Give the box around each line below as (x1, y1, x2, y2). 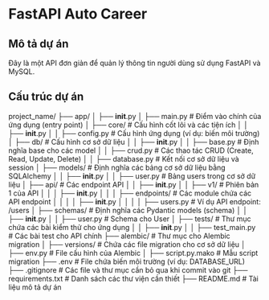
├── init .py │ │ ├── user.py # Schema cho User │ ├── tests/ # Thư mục (8, 214, 251, 224)
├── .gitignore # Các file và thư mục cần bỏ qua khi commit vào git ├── (8, 265, 248, 274)
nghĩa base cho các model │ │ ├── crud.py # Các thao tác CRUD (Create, (8, 146, 255, 155)
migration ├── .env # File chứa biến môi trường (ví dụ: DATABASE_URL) (8, 257, 246, 266)
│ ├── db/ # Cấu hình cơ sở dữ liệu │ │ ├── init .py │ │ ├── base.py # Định (8, 137, 259, 146)
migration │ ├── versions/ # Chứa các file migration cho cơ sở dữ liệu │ (8, 239, 247, 249)
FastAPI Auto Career (8, 5, 148, 23)
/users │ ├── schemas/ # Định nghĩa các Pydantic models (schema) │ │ (8, 205, 248, 215)
